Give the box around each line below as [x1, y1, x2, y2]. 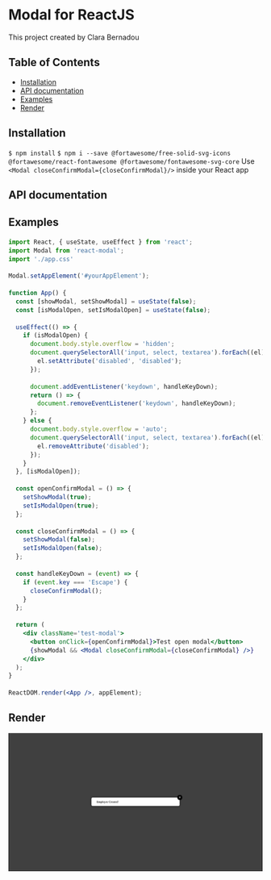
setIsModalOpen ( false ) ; [23, 544, 103, 553]
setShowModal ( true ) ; [23, 494, 92, 502]
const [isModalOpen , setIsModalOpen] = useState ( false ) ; [15, 306, 211, 314]
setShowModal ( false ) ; [23, 536, 95, 544]
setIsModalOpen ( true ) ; [23, 502, 99, 510]
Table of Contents [8, 56, 101, 69]
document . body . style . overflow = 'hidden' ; [29, 340, 175, 348]
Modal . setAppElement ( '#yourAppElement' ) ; [8, 272, 150, 280]
